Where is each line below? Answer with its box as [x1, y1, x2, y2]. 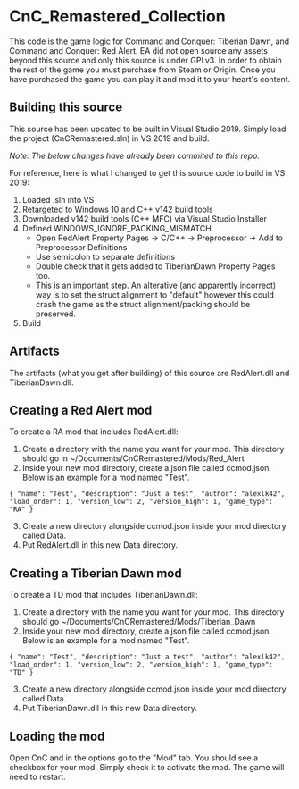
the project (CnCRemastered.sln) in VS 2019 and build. [9, 132, 210, 144]
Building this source [9, 100, 123, 115]
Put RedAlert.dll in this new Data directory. [21, 540, 179, 550]
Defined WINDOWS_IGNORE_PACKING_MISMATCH [21, 222, 212, 233]
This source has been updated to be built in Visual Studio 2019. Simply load [9, 123, 287, 134]
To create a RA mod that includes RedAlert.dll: [9, 426, 179, 437]
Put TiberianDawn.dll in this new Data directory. [21, 703, 198, 714]
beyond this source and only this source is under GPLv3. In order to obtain [9, 55, 283, 65]
